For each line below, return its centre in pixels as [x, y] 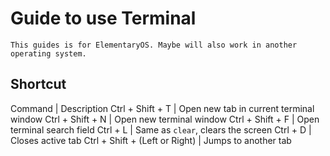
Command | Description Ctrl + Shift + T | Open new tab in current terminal [162, 108]
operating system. [48, 53]
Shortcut [38, 84]
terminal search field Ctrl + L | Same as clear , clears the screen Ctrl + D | [161, 129]
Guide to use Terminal [103, 18]
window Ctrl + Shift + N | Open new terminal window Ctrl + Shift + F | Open [165, 119]
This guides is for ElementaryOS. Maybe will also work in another [154, 45]
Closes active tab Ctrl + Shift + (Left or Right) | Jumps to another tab [151, 140]
